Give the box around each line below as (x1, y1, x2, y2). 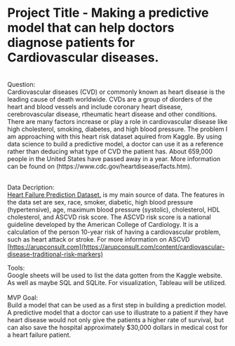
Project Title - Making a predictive (7, 5, 209, 21)
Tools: (7, 263, 25, 272)
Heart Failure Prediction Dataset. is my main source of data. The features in (7, 191, 225, 199)
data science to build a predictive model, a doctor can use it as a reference (7, 139, 224, 148)
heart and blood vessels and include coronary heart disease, (7, 102, 183, 111)
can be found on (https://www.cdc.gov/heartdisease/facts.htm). (7, 162, 192, 170)
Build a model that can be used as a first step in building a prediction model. (7, 300, 227, 309)
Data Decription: (7, 183, 55, 191)
